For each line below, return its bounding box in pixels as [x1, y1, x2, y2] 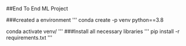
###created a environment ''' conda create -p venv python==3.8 [6, 17, 164, 23]
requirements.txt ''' [6, 34, 53, 41]
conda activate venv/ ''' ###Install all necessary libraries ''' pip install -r [6, 28, 180, 35]
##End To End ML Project [6, 5, 68, 12]
